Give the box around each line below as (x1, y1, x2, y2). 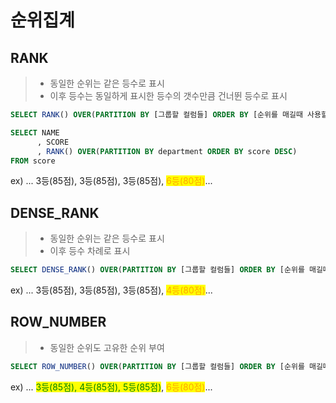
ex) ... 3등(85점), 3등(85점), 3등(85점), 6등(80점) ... (10, 175, 213, 187)
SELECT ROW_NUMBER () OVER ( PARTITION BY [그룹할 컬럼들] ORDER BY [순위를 (10, 361, 305, 371)
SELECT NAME (10, 127, 60, 138)
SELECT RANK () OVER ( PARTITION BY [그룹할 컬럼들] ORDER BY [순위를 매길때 (10, 110, 303, 120)
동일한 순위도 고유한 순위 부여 (49, 341, 165, 353)
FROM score (10, 156, 56, 166)
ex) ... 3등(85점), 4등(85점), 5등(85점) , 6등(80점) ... (10, 381, 213, 393)
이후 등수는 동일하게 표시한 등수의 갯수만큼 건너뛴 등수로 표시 (49, 90, 288, 101)
